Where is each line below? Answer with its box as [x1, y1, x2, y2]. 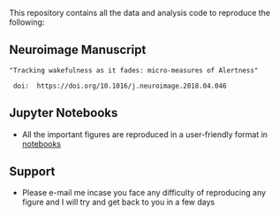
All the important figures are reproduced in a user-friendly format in [21, 128, 268, 140]
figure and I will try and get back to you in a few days [21, 197, 215, 207]
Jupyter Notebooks [9, 105, 118, 120]
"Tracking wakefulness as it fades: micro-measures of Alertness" [9, 66, 259, 74]
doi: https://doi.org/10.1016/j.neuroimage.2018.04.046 [12, 81, 227, 90]
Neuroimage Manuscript [9, 42, 147, 58]
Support [9, 164, 56, 180]
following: [9, 17, 45, 27]
